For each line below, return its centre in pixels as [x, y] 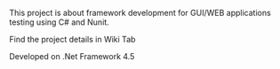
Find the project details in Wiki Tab [72, 39]
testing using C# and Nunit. [59, 22]
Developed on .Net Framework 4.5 [72, 56]
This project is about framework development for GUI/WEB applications [140, 13]
